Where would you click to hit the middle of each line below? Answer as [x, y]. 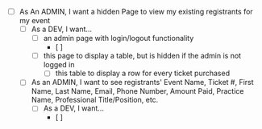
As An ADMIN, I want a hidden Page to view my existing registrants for [136, 12]
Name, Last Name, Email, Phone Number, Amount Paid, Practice [137, 91]
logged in [59, 65]
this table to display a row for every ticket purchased [143, 73]
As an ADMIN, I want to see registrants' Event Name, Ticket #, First [143, 83]
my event [35, 21]
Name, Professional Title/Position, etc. [95, 100]
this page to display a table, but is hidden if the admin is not [142, 56]
